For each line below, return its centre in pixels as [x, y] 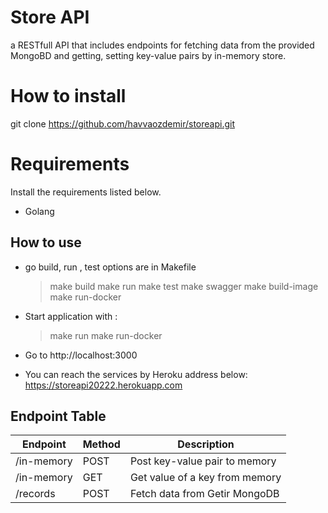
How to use [46, 242]
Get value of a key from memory [205, 478]
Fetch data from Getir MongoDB [204, 494]
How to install [68, 96]
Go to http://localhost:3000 [81, 355]
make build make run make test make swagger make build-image [184, 286]
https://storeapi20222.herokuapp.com [103, 385]
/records [35, 494]
